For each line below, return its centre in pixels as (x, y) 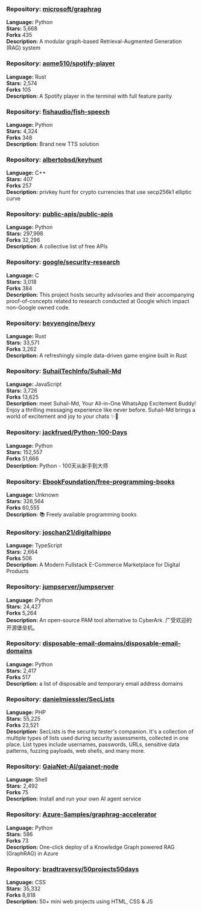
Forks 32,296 (23, 240)
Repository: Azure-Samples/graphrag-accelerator (81, 814)
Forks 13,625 (23, 397)
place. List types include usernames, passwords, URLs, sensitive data (93, 744)
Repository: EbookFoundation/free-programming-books (90, 481)
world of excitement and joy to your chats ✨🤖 (62, 416)
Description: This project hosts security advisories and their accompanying (100, 294)
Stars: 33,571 (23, 343)
